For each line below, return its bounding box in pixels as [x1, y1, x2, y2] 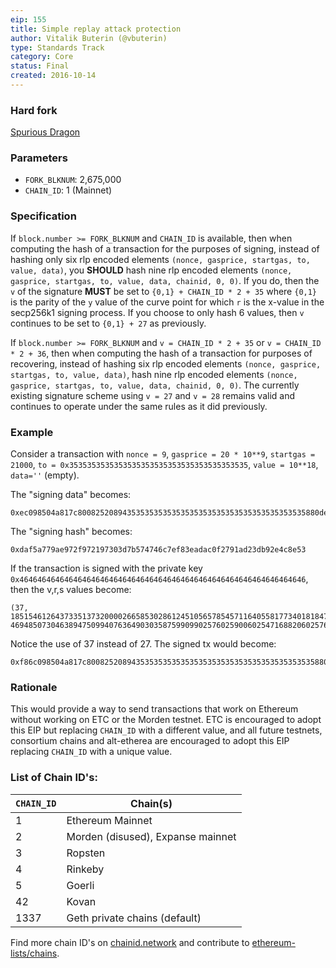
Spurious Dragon [10, 126, 81, 138]
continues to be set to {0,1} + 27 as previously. [10, 317, 207, 329]
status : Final [10, 61, 70, 71]
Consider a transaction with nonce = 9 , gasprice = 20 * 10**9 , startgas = [10, 448, 316, 460]
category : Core [10, 52, 74, 62]
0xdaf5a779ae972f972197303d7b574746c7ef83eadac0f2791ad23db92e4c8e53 [10, 545, 307, 555]
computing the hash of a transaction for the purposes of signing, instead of [10, 242, 320, 255]
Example [10, 425, 54, 439]
